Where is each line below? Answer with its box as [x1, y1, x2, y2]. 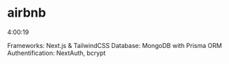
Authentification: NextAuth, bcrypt [7, 49, 106, 57]
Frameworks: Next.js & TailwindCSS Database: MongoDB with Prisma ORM [7, 41, 222, 49]
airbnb [7, 5, 47, 21]
